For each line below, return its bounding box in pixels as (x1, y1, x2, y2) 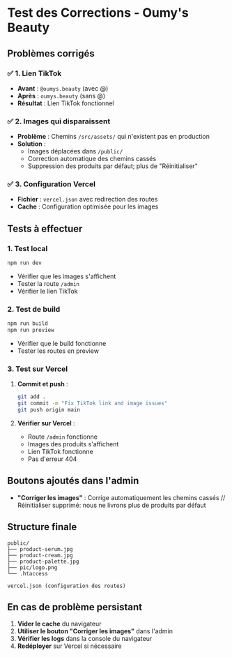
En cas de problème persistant (7, 601, 143, 613)
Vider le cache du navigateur (17, 619, 102, 628)
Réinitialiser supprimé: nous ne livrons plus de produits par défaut (17, 501, 206, 509)
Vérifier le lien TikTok (17, 287, 78, 296)
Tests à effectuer (7, 222, 83, 234)
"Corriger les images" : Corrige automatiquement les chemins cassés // (17, 493, 226, 501)
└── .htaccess (7, 570, 49, 577)
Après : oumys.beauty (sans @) (17, 91, 106, 100)
